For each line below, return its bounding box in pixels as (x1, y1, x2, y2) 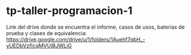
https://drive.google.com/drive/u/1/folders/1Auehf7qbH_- (6, 36, 146, 43)
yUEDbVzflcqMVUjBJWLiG (6, 42, 73, 49)
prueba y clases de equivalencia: (6, 29, 87, 36)
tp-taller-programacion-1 (6, 4, 133, 18)
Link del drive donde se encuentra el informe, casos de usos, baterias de (6, 23, 185, 30)
